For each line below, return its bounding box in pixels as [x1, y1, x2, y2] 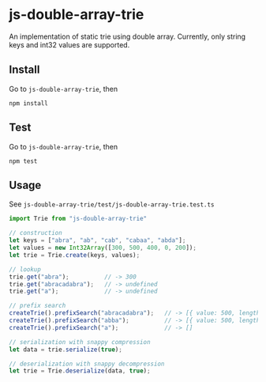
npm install [9, 99, 48, 108]
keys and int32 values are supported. [9, 40, 130, 49]
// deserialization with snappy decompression [9, 360, 165, 368]
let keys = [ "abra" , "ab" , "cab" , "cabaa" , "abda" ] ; [9, 236, 186, 244]
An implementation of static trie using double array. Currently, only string [9, 32, 246, 41]
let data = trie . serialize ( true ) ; [9, 346, 123, 354]
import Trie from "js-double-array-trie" [9, 215, 148, 223]
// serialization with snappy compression [9, 338, 151, 346]
